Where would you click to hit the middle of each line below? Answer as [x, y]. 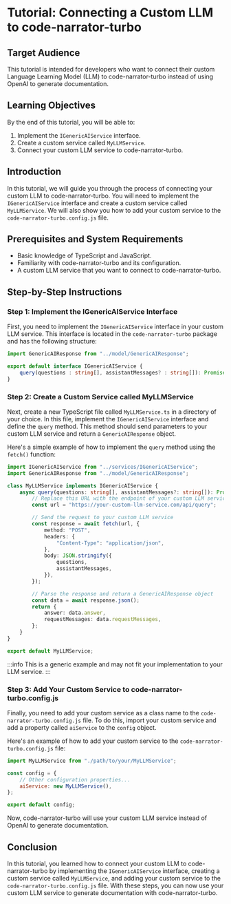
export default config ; [41, 805]
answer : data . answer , [75, 613]
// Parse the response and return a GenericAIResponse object [123, 593]
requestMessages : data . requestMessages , [102, 620]
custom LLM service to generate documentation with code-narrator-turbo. [112, 893]
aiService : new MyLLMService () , [66, 786]
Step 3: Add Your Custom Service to [68, 689]
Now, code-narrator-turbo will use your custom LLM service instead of [107, 818]
